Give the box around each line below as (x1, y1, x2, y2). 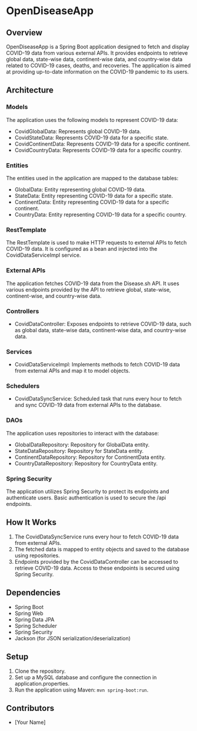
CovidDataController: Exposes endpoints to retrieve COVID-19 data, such (14, 320, 192, 328)
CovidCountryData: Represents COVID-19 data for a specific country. (14, 146, 182, 154)
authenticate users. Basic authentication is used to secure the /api (6, 494, 166, 501)
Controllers (6, 307, 39, 315)
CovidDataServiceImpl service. (6, 252, 81, 259)
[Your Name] (14, 719, 46, 726)
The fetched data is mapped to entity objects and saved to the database (14, 545, 189, 553)
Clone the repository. (14, 667, 66, 674)
